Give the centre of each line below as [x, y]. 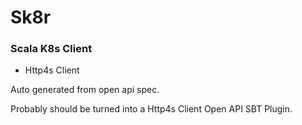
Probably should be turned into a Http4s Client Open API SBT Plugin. [151, 109]
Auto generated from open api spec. [85, 90]
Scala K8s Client [51, 49]
